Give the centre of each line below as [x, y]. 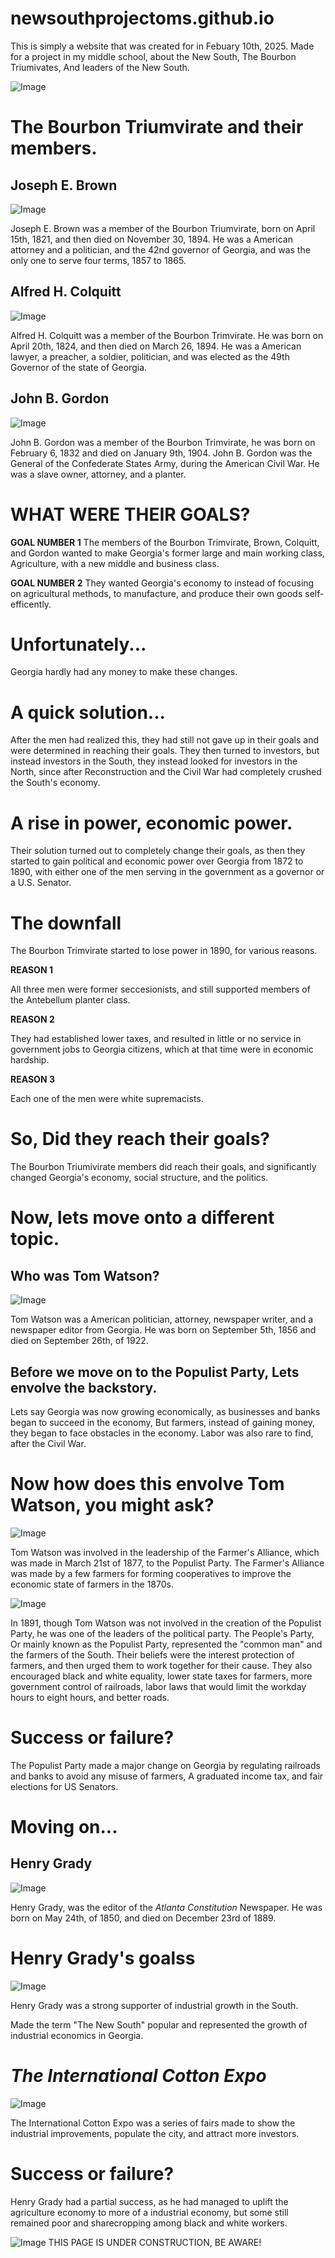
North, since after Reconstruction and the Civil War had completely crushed [166, 772]
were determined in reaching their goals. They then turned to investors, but [165, 751]
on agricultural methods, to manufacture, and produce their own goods [156, 593]
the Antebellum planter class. [70, 1000]
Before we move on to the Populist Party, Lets [155, 1372]
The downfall [66, 923]
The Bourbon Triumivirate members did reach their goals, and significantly [163, 1167]
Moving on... [64, 1827]
